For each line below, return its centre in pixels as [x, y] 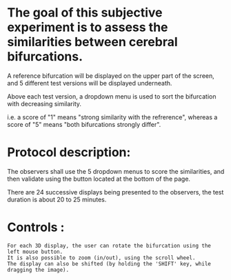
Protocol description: [69, 152]
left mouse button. [35, 252]
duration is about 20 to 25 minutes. [57, 199]
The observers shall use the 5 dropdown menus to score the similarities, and [116, 171]
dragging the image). [38, 270]
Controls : [36, 227]
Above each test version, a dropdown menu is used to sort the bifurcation [112, 96]
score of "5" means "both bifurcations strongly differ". [84, 124]
